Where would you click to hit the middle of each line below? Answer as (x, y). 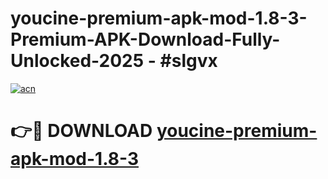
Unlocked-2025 (77, 61)
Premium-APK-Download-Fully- (145, 39)
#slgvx (188, 61)
